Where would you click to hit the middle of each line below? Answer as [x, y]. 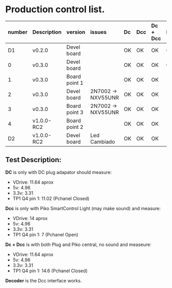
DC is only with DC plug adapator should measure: [59, 172]
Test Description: [34, 160]
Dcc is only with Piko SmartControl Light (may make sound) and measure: [83, 208]
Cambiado [103, 142]
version [76, 32]
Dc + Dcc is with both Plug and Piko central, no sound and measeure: [79, 245]
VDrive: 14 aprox [30, 218]
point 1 [75, 83]
